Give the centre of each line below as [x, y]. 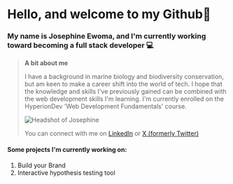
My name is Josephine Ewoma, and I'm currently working [107, 36]
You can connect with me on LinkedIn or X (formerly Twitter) [112, 134]
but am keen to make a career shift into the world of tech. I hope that [123, 84]
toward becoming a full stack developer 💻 [80, 45]
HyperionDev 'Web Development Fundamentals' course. [105, 106]
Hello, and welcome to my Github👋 [109, 14]
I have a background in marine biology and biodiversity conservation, [124, 77]
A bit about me [46, 63]
